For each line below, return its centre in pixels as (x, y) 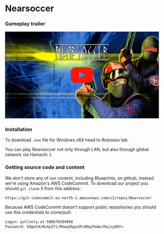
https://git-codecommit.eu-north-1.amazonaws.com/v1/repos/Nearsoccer (78, 198)
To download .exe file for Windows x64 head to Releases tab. (67, 140)
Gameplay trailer (25, 24)
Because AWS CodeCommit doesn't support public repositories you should (81, 207)
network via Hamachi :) (29, 155)
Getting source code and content (45, 168)
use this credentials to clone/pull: (38, 212)
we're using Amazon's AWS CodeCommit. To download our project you (77, 183)
